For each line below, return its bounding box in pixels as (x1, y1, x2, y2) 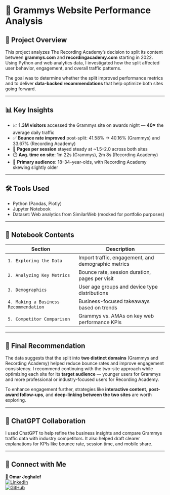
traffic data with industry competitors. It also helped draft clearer (5, 436, 140, 442)
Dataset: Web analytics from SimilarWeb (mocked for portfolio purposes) (12, 211, 164, 217)
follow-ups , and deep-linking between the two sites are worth (19, 392, 152, 398)
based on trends (78, 304, 117, 311)
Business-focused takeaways (78, 298, 150, 305)
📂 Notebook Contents (5, 231, 74, 239)
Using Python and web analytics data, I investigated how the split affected (5, 60, 160, 65)
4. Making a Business (8, 299, 60, 305)
